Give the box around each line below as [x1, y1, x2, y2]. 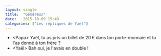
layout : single [5, 7, 37, 12]
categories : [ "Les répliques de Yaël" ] [5, 21, 88, 26]
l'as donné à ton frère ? [12, 40, 61, 46]
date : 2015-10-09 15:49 [5, 16, 59, 21]
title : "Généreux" [5, 12, 46, 17]
